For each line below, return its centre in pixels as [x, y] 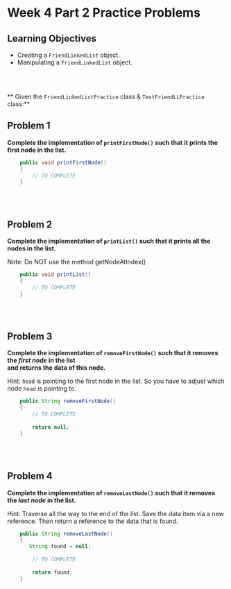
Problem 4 [30, 476]
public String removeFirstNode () [68, 401]
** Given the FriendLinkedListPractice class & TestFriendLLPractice [106, 96]
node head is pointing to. [42, 389]
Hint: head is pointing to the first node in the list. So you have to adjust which [116, 381]
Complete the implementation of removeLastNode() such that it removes [111, 493]
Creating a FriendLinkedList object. [68, 55]
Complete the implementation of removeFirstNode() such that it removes [113, 353]
